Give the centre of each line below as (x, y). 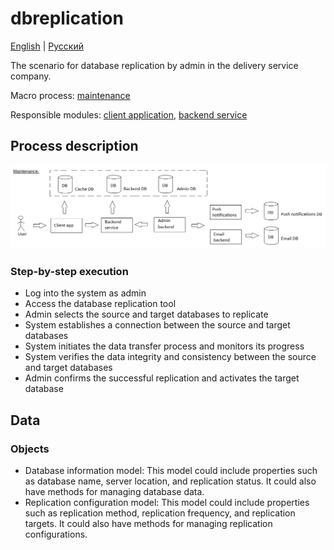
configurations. (56, 534)
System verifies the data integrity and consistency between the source (170, 357)
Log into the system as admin (85, 293)
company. (31, 76)
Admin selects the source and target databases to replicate (146, 314)
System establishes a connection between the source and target (157, 325)
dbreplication (67, 18)
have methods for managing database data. (114, 492)
